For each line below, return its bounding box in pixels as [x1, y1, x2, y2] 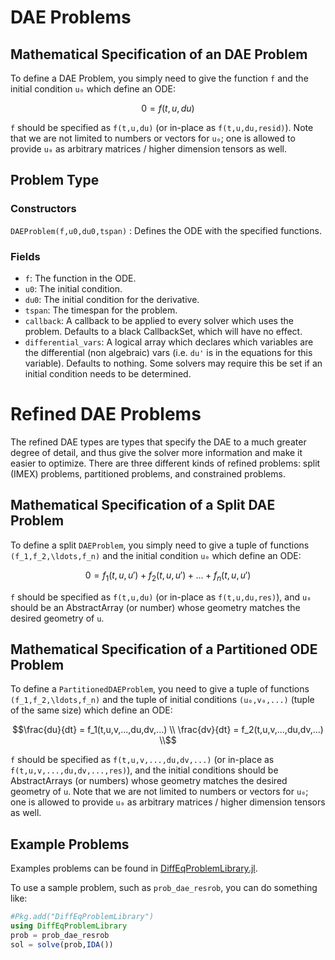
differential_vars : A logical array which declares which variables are [24, 336, 314, 348]
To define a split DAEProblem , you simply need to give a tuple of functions [10, 539, 310, 551]
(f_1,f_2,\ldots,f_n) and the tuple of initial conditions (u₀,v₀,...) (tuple [10, 694, 315, 706]
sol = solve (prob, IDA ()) [10, 939, 114, 950]
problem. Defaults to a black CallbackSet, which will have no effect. [24, 325, 303, 337]
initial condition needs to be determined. [24, 367, 192, 380]
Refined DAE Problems [10, 403, 202, 426]
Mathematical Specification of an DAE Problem [10, 46, 308, 63]
